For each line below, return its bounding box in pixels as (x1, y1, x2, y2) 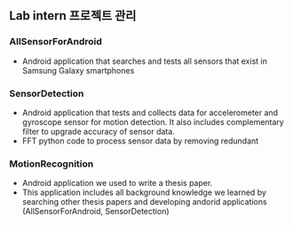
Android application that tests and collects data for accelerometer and (21, 107, 278, 118)
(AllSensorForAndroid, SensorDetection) (21, 206, 170, 217)
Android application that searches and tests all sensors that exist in (21, 56, 268, 66)
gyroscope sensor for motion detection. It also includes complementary (21, 116, 284, 127)
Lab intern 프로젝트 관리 (9, 8, 137, 24)
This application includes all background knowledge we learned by (21, 187, 266, 198)
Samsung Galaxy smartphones (21, 65, 135, 75)
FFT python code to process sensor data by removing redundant (21, 136, 259, 146)
